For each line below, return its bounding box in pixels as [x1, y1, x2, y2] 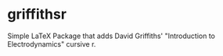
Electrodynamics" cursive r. [7, 39, 96, 48]
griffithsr [7, 5, 67, 23]
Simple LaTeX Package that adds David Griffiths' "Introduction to [7, 31, 216, 40]
